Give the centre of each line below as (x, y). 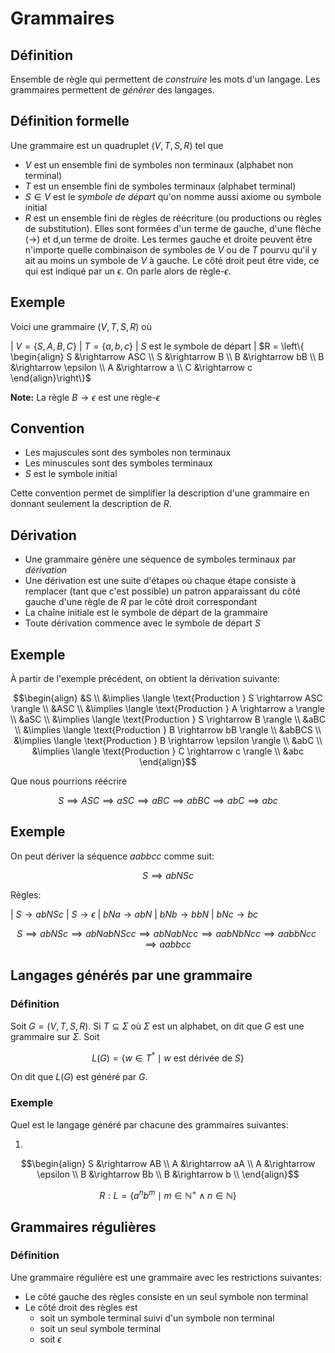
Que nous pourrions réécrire (69, 781)
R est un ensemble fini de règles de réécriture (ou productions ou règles (173, 218)
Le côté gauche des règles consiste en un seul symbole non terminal (166, 1296)
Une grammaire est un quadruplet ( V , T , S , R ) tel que (117, 145)
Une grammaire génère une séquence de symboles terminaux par (160, 559)
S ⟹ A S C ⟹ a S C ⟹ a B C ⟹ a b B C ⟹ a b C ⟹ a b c (168, 801)
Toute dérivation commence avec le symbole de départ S (142, 623)
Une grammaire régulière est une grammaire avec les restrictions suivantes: (166, 1277)
